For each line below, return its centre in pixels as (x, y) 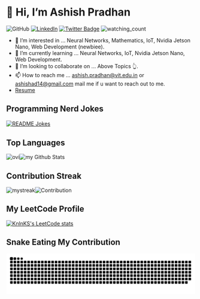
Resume (25, 90)
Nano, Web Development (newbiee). (60, 47)
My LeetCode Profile (46, 209)
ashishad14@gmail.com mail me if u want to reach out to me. (90, 84)
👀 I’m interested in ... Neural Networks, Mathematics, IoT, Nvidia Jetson (102, 40)
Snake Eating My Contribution (63, 242)
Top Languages (36, 143)
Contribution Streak (44, 176)
